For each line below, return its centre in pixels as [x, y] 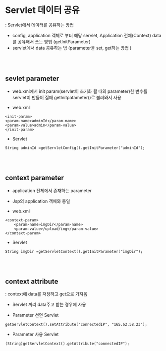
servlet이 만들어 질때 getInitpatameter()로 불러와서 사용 [67, 97]
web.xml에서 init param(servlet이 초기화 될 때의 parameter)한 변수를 [80, 91]
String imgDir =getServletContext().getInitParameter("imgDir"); [74, 251]
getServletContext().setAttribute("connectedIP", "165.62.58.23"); [76, 325]
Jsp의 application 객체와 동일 [41, 201]
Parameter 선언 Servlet [35, 315]
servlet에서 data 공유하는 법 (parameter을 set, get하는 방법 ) [72, 48]
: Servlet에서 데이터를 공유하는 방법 [40, 25]
